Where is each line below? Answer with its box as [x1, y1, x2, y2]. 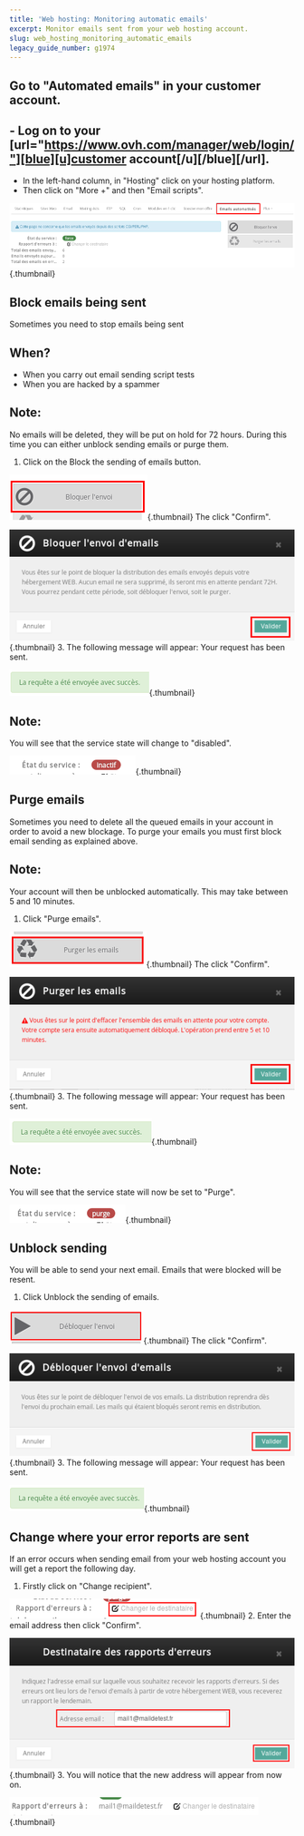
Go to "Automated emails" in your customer [9, 78, 261, 93]
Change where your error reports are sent [9, 1529, 250, 1545]
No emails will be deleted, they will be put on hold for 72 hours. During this [9, 429, 288, 440]
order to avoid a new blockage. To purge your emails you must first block [9, 825, 282, 836]
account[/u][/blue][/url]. [128, 151, 270, 167]
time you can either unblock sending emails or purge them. [9, 438, 229, 449]
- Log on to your [9, 123, 101, 139]
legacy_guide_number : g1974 [9, 44, 116, 53]
